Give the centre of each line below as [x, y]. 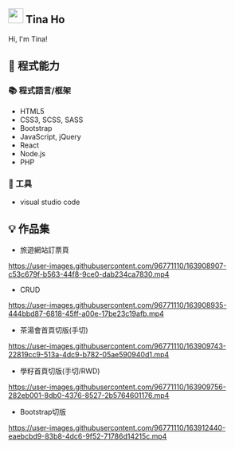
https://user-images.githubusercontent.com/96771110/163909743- [117, 346]
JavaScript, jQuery [50, 136]
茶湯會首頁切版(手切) [54, 330]
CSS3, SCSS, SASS [51, 120]
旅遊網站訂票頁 [44, 250]
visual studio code [50, 202]
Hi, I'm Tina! [28, 39]
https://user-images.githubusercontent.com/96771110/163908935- [117, 305]
